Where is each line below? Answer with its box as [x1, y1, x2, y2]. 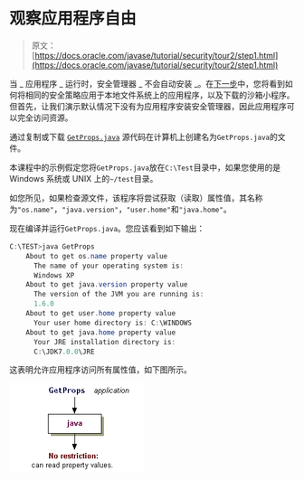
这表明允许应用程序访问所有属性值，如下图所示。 [9, 364, 192, 375]
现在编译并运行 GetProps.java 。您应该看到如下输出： [9, 222, 205, 233]
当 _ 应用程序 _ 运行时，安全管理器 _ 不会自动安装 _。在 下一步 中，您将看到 [9, 78, 286, 89]
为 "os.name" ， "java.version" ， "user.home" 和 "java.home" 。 [9, 203, 233, 214]
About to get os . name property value [25, 251, 168, 260]
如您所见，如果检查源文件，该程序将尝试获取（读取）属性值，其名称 [9, 192, 263, 203]
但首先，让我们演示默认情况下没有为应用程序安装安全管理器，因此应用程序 [9, 100, 287, 111]
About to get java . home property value [25, 327, 176, 337]
